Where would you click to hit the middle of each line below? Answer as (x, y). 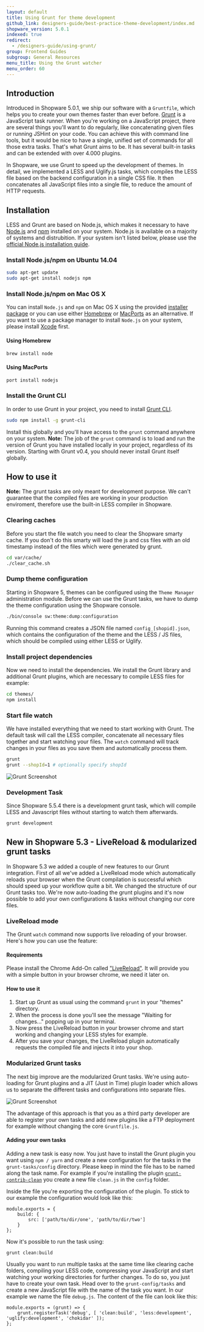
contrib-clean (24, 1180)
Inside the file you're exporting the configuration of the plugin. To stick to (98, 1191)
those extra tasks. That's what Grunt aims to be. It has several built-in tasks (101, 147)
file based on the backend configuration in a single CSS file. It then (90, 178)
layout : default (27, 12)
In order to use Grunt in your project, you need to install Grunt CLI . (89, 409)
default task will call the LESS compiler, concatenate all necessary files (95, 735)
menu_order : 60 (26, 69)
